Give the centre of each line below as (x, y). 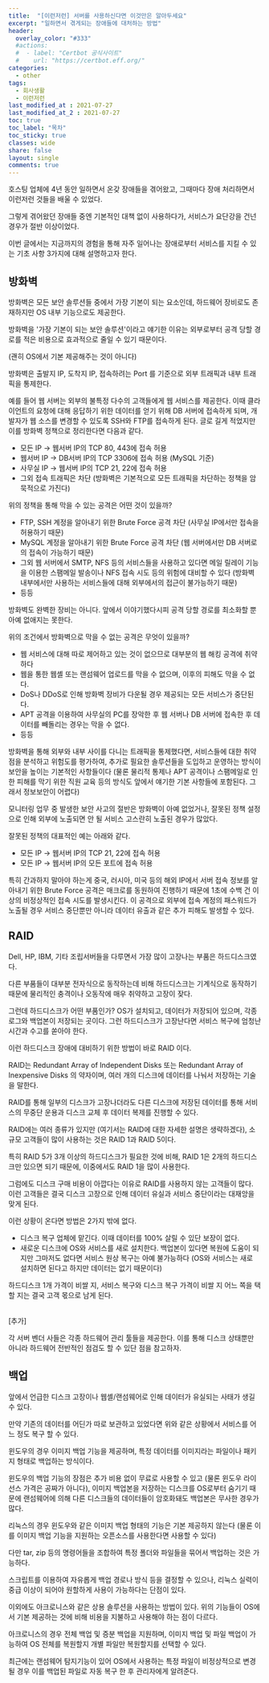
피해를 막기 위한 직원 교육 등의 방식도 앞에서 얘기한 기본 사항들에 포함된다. (132, 782)
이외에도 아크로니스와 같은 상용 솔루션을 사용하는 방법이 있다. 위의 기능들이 (125, 1607)
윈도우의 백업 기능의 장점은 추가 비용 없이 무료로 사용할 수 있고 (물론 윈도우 (125, 1478)
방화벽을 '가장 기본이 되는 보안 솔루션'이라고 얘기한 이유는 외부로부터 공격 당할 (130, 329)
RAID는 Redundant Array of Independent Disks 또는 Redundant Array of (126, 1065)
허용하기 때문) (42, 532)
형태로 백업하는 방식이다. (55, 1461)
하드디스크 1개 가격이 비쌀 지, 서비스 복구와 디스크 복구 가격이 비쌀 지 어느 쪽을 (130, 1285)
